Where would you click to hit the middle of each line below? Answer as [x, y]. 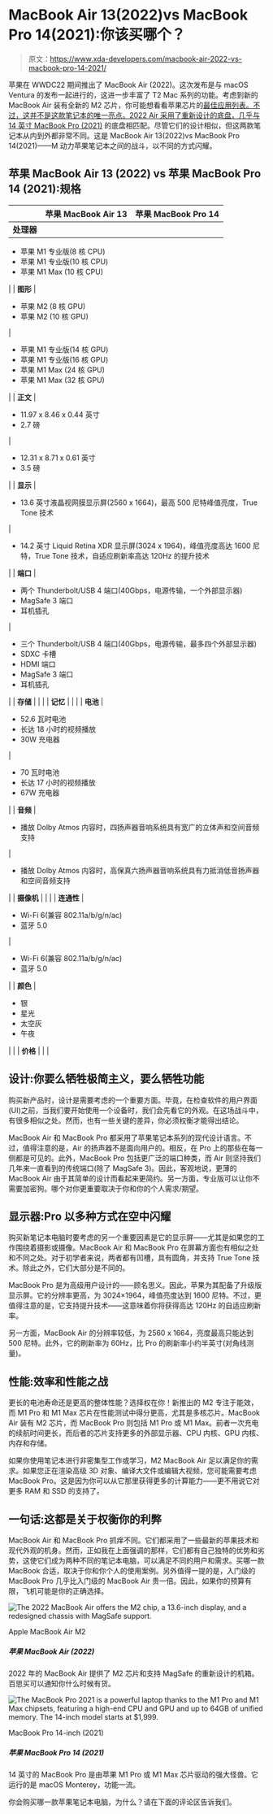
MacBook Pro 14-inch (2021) [56, 1733]
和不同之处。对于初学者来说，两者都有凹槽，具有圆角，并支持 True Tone [130, 1258]
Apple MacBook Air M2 [47, 1631]
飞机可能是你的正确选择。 [65, 1591]
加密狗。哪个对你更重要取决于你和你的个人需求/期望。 [113, 1188]
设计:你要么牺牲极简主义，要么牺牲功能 [106, 1079]
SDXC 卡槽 [38, 654]
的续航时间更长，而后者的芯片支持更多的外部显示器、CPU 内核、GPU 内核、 [136, 1433]
